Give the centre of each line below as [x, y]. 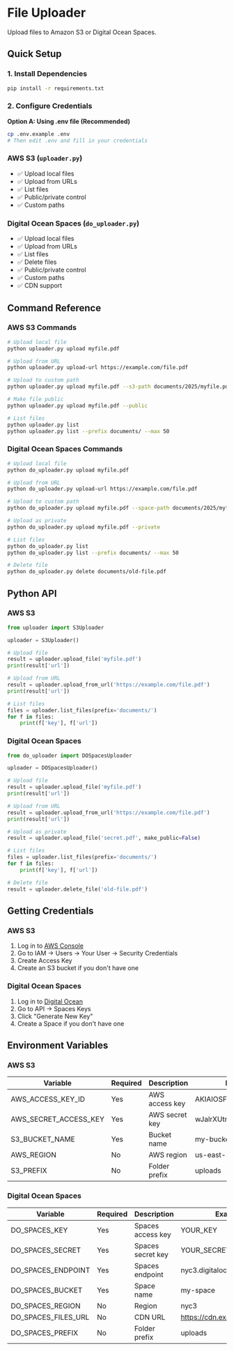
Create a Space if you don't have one [71, 1023]
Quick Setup [34, 54]
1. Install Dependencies [47, 74]
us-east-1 [213, 1155]
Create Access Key [45, 961]
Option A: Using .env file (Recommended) [69, 121]
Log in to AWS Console [50, 946]
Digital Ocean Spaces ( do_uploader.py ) [73, 223]
